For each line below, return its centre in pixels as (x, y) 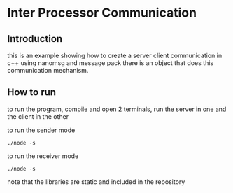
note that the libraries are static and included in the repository (96, 181)
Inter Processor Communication (102, 13)
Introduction (35, 39)
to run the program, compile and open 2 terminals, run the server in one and (117, 109)
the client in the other (38, 116)
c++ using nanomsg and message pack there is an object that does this (111, 63)
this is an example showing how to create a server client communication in (115, 55)
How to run (32, 92)
